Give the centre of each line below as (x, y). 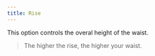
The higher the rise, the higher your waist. (83, 45)
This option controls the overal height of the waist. (78, 32)
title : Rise (24, 13)
